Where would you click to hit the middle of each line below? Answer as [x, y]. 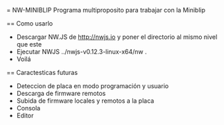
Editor [25, 115]
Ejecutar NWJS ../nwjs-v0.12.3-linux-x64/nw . [81, 52]
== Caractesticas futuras [42, 73]
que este [29, 44]
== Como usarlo [30, 23]
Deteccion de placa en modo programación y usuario [93, 86]
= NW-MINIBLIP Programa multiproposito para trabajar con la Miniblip [106, 10]
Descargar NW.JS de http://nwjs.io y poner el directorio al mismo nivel [117, 37]
